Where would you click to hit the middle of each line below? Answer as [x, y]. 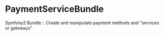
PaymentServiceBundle [55, 9]
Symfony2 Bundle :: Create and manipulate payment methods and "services [82, 23]
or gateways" [19, 28]
